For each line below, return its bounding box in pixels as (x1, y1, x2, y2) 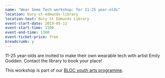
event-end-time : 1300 (5, 30, 50, 35)
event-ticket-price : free (5, 35, 58, 40)
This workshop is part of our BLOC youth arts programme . (5, 67, 124, 73)
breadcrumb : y (5, 39, 35, 44)
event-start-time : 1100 (5, 26, 54, 30)
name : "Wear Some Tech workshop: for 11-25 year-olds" (5, 7, 121, 12)
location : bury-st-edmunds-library (5, 12, 79, 17)
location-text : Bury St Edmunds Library (5, 16, 90, 21)
